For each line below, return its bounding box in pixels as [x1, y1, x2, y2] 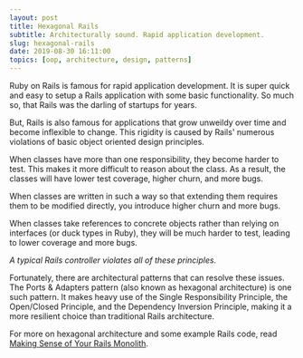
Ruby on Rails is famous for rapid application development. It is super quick [9, 81, 290, 91]
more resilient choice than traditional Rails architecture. [9, 311, 215, 322]
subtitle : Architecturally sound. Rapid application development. [9, 30, 265, 39]
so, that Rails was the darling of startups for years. [9, 100, 197, 110]
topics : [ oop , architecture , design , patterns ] [9, 55, 193, 64]
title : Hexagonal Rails [9, 22, 99, 31]
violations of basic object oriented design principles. [9, 137, 205, 147]
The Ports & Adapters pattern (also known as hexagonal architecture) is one [9, 282, 292, 293]
